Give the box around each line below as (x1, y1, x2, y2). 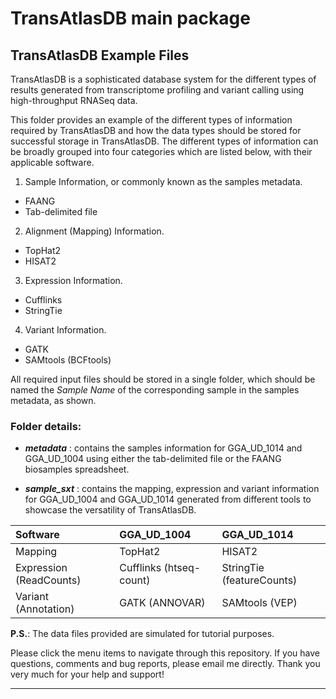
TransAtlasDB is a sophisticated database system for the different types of (10, 73, 317, 85)
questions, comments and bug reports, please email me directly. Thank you (10, 658, 321, 670)
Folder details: (10, 419, 82, 433)
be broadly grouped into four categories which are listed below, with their (10, 146, 313, 157)
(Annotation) (15, 602, 75, 616)
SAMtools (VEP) (221, 596, 298, 610)
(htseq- (163, 561, 202, 575)
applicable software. (10, 157, 95, 168)
